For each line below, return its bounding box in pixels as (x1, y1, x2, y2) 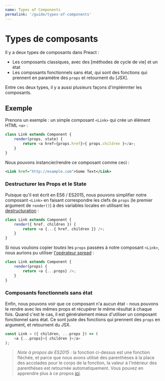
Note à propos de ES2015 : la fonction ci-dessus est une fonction (17, 349, 150, 355)
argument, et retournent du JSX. (5, 322, 71, 328)
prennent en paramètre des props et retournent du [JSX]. (12, 75, 128, 81)
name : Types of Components (5, 7, 61, 12)
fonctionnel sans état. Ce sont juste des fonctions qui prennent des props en (5, 316, 161, 322)
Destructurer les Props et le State (5, 181, 86, 188)
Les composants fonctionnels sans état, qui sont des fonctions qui (12, 70, 147, 76)
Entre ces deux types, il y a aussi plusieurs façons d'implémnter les (5, 85, 142, 91)
